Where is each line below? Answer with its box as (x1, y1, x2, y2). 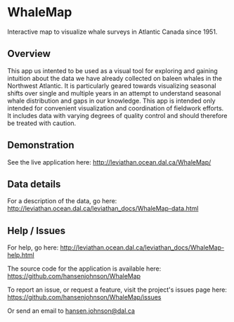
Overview (7, 48, 51, 60)
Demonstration (7, 139, 75, 151)
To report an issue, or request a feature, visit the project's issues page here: (7, 285, 227, 294)
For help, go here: (7, 243, 59, 252)
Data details (7, 178, 61, 190)
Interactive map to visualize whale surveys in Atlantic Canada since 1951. (7, 27, 218, 36)
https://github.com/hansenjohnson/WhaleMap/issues (7, 293, 162, 302)
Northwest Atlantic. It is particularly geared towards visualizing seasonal (7, 82, 216, 90)
